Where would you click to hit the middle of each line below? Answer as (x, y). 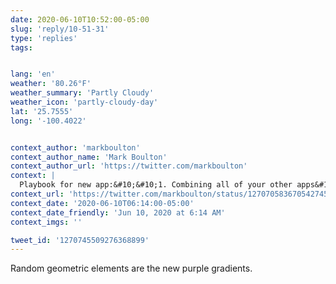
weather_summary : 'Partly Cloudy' (82, 93)
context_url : (37, 194)
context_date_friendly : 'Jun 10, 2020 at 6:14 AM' (118, 212)
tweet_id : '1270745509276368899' (80, 240)
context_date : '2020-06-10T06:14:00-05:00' (102, 203)
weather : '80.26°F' (51, 84)
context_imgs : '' (46, 222)
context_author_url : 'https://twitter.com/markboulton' (129, 166)
